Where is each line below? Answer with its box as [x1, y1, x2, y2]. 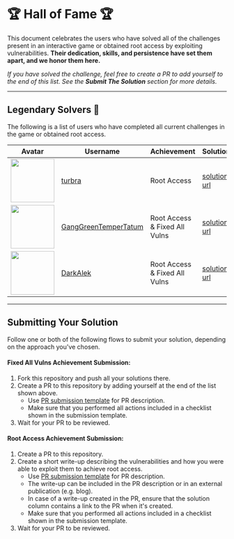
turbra [61, 176, 81, 185]
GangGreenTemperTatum [61, 222, 144, 231]
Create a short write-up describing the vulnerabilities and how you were [17, 457, 224, 465]
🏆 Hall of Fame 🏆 [7, 6, 114, 22]
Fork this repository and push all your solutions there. [17, 374, 171, 382]
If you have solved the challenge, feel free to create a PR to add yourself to [7, 70, 224, 78]
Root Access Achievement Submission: [7, 434, 124, 443]
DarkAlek [61, 268, 92, 278]
